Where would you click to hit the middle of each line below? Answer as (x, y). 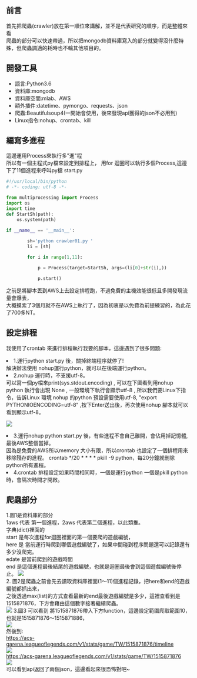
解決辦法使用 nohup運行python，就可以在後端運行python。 (78, 368)
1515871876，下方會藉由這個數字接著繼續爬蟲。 (64, 603)
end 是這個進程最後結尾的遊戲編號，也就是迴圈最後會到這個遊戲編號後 (91, 567)
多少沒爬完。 (21, 552)
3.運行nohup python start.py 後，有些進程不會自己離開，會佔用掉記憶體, (101, 435)
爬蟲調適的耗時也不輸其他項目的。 (63, 48)
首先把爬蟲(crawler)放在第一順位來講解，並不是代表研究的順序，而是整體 (94, 26)
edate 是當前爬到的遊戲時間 (40, 559)
